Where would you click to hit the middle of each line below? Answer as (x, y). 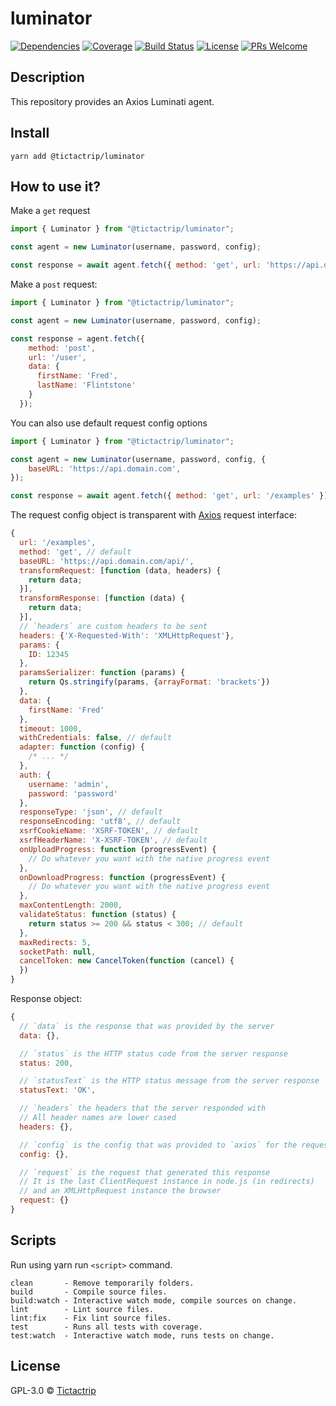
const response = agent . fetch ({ (77, 338)
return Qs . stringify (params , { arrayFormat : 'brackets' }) (149, 682)
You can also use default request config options (109, 423)
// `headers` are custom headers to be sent (113, 626)
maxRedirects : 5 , (55, 942)
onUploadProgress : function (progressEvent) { (118, 849)
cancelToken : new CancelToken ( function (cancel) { (127, 961)
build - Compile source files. (89, 1292)
